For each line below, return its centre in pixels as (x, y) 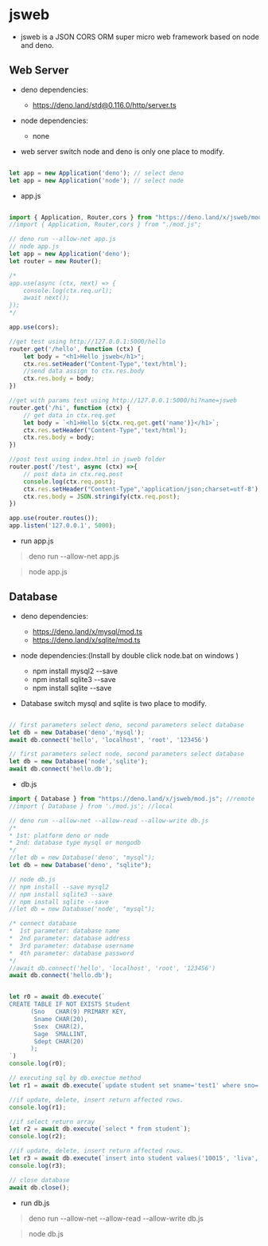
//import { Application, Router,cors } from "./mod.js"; (105, 225)
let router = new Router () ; (56, 261)
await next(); (47, 298)
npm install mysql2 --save (75, 671)
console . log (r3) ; (38, 1165)
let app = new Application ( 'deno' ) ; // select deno (96, 173)
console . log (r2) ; (38, 1137)
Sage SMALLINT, (61, 1034)
